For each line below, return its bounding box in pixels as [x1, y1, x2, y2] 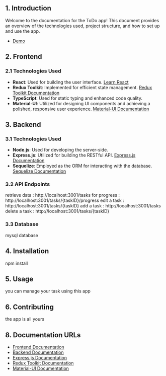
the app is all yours [5, 316, 45, 322]
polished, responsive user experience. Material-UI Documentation [12, 106, 149, 112]
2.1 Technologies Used [5, 67, 61, 74]
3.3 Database [5, 221, 39, 228]
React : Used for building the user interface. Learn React [12, 79, 129, 85]
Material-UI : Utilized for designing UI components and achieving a [12, 100, 150, 106]
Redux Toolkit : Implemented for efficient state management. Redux [12, 84, 152, 90]
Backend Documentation [12, 349, 64, 355]
